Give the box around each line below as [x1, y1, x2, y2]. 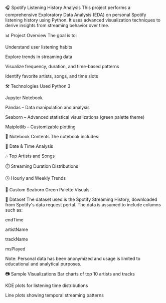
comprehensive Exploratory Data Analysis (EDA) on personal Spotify [5, 12, 146, 18]
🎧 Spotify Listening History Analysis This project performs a [5, 5, 131, 11]
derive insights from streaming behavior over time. [5, 23, 109, 28]
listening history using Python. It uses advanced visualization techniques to [5, 17, 160, 23]
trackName [5, 236, 29, 242]
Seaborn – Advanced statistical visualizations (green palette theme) [5, 114, 145, 120]
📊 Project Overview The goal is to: [5, 33, 77, 38]
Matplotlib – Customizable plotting [5, 124, 76, 130]
